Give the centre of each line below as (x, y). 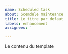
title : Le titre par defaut (34, 19)
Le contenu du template (29, 46)
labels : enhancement (27, 23)
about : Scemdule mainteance (34, 14)
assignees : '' (20, 28)
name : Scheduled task (28, 10)
